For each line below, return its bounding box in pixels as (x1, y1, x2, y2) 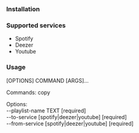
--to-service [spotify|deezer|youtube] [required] (6, 113, 127, 120)
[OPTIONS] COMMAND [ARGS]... (6, 77, 89, 84)
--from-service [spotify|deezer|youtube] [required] (6, 120, 134, 127)
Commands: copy (6, 89, 50, 96)
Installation (6, 5, 40, 13)
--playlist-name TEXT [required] (6, 107, 86, 114)
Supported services (6, 21, 66, 29)
